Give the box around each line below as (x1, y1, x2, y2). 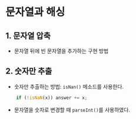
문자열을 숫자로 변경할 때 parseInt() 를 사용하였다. (14, 106, 131, 113)
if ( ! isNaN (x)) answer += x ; (16, 95, 88, 101)
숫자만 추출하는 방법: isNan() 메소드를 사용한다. (14, 83, 124, 90)
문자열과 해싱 (5, 5, 65, 19)
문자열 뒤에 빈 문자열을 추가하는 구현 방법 (14, 48, 109, 54)
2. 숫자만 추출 (5, 66, 52, 77)
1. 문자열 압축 (5, 31, 51, 41)
